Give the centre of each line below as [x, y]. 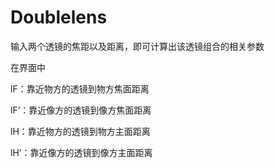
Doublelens [59, 17]
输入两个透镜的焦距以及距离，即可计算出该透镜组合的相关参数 [137, 46]
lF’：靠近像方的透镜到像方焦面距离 [81, 110]
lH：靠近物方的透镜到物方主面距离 [80, 131]
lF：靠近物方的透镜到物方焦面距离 [80, 88]
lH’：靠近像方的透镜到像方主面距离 [81, 152]
